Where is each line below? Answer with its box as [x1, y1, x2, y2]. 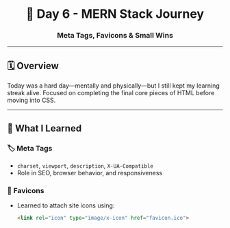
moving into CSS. [7, 96, 56, 105]
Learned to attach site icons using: [16, 201, 115, 210]
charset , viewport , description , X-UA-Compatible [16, 161, 154, 170]
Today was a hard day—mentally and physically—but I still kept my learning [7, 81, 220, 90]
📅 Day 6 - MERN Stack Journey [26, 6, 204, 22]
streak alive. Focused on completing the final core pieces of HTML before [7, 89, 215, 97]
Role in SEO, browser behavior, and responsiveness [16, 168, 163, 177]
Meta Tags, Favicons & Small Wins [57, 31, 173, 40]
